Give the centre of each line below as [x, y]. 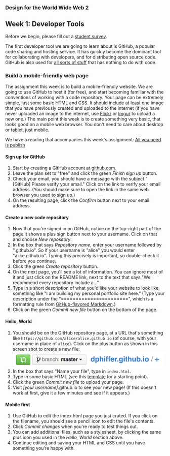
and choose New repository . [42, 239]
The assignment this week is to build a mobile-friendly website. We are [79, 87]
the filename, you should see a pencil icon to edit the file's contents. [84, 421]
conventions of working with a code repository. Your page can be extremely [84, 98]
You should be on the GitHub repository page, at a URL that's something [88, 332]
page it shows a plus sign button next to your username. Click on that [85, 234]
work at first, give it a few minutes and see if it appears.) [71, 392]
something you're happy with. [44, 448]
